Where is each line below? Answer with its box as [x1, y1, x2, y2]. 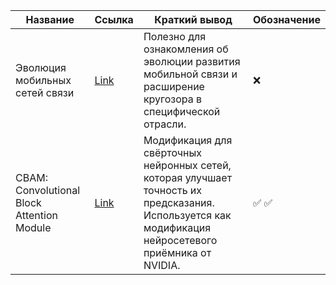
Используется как [143, 209, 232, 222]
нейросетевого [143, 234, 218, 247]
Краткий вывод [154, 13, 233, 26]
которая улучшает [143, 171, 233, 184]
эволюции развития [143, 55, 241, 68]
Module [15, 221, 52, 234]
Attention [15, 209, 58, 222]
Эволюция [15, 61, 67, 74]
